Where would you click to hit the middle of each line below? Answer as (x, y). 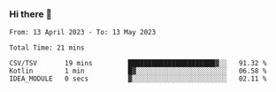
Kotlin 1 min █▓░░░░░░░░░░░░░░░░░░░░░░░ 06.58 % (138, 71)
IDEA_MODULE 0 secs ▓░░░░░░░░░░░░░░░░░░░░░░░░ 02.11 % (138, 79)
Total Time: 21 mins (47, 48)
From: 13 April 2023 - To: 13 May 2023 (83, 33)
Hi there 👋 (31, 14)
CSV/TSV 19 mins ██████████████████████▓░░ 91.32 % (138, 64)
